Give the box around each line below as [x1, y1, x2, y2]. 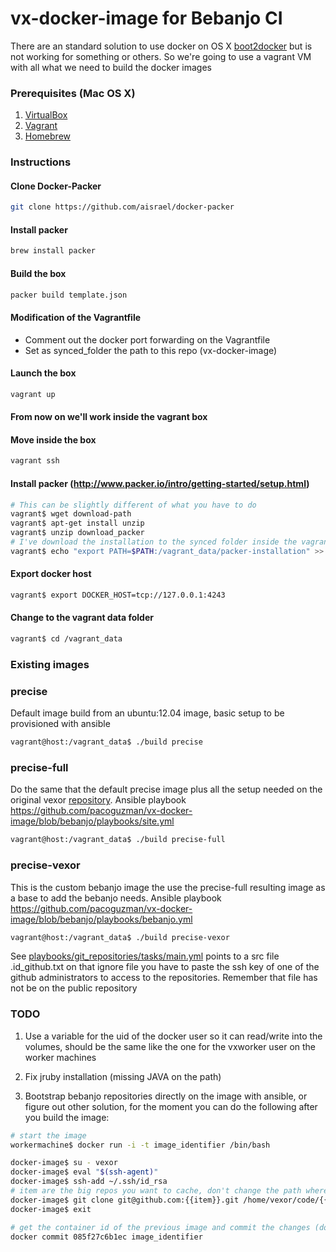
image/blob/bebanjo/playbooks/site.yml [10, 815, 175, 827]
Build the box [10, 267, 67, 279]
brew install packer [10, 246, 97, 256]
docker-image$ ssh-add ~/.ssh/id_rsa [10, 1177, 168, 1187]
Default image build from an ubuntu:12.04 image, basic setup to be [10, 707, 285, 719]
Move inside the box [10, 433, 97, 446]
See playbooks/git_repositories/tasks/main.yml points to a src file [10, 950, 280, 962]
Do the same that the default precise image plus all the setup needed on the [10, 783, 323, 796]
